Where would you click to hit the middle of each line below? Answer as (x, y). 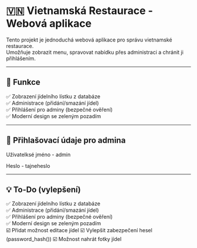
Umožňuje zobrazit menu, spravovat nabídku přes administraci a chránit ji (95, 52)
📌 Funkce (23, 82)
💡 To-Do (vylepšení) (43, 189)
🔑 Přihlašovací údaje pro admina (66, 141)
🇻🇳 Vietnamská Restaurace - (80, 11)
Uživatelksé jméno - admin (38, 154)
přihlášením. (21, 58)
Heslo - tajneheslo (28, 166)
